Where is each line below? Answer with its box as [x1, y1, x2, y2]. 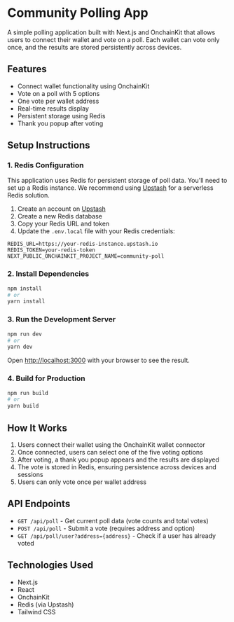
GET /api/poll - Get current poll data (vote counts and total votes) [17, 516, 209, 525]
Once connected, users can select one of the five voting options [17, 448, 203, 457]
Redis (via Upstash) [17, 600, 74, 609]
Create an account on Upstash [17, 205, 106, 213]
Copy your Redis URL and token [17, 219, 110, 228]
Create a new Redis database [17, 212, 103, 221]
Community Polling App [7, 5, 149, 21]
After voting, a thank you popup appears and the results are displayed [17, 455, 219, 464]
